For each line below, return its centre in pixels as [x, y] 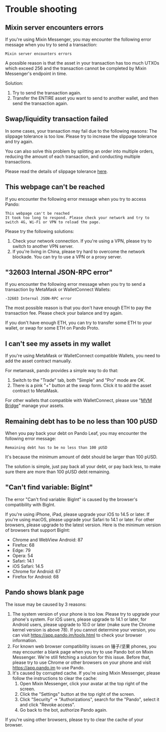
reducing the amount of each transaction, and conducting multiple [73, 156]
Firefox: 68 [23, 545]
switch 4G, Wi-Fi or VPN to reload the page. [53, 222]
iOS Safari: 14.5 [28, 566]
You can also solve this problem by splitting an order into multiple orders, [80, 151]
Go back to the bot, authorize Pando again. [63, 710]
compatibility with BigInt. [30, 504]
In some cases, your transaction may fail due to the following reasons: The [81, 131]
